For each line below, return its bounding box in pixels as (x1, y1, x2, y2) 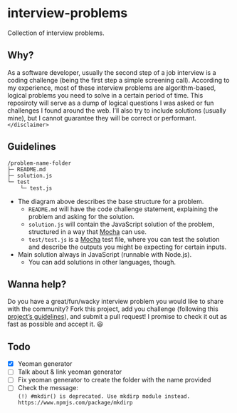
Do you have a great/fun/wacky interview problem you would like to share (7, 297, 224, 306)
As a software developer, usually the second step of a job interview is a (7, 68, 216, 76)
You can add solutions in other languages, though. (28, 258, 177, 266)
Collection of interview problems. (7, 29, 105, 37)
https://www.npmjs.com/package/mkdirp (17, 399, 133, 407)
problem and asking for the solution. (28, 212, 135, 220)
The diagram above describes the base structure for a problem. (17, 197, 204, 205)
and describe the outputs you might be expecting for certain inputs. (28, 243, 227, 251)
